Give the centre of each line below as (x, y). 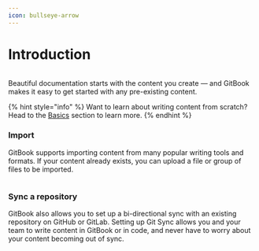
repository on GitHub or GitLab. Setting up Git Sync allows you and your (125, 222)
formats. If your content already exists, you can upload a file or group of (125, 161)
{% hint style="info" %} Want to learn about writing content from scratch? (128, 106)
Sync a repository (43, 196)
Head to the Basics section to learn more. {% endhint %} (100, 115)
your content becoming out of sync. (66, 239)
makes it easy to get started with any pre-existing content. (103, 91)
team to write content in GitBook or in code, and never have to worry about (129, 231)
